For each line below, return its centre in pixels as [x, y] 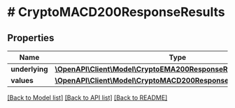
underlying [29, 69]
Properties [31, 38]
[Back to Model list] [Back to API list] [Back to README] [87, 98]
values [22, 80]
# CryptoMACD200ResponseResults [116, 12]
